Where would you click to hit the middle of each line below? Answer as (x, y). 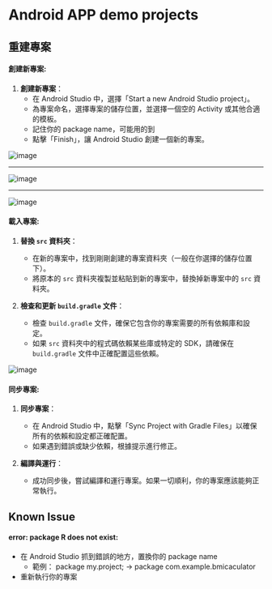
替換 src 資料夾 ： (49, 241)
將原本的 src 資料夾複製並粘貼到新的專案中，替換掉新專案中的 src (142, 278)
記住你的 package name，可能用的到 (93, 129)
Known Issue (42, 516)
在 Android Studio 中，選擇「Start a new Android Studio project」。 (143, 98)
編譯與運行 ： (41, 463)
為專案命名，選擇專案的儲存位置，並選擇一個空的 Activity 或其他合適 (146, 109)
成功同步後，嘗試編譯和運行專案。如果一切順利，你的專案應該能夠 (142, 480)
